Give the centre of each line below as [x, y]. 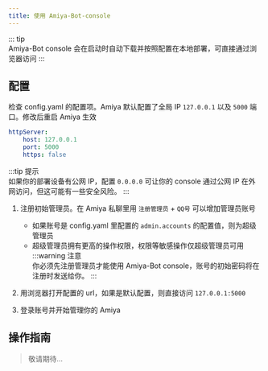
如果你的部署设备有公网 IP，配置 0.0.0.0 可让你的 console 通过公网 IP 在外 [132, 181]
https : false [45, 155]
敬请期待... [45, 358]
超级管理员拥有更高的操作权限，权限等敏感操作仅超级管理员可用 [138, 245]
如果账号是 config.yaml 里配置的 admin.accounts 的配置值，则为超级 [144, 225]
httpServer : [28, 132]
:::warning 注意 [57, 255]
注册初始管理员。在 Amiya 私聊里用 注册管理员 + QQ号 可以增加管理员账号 [138, 208]
